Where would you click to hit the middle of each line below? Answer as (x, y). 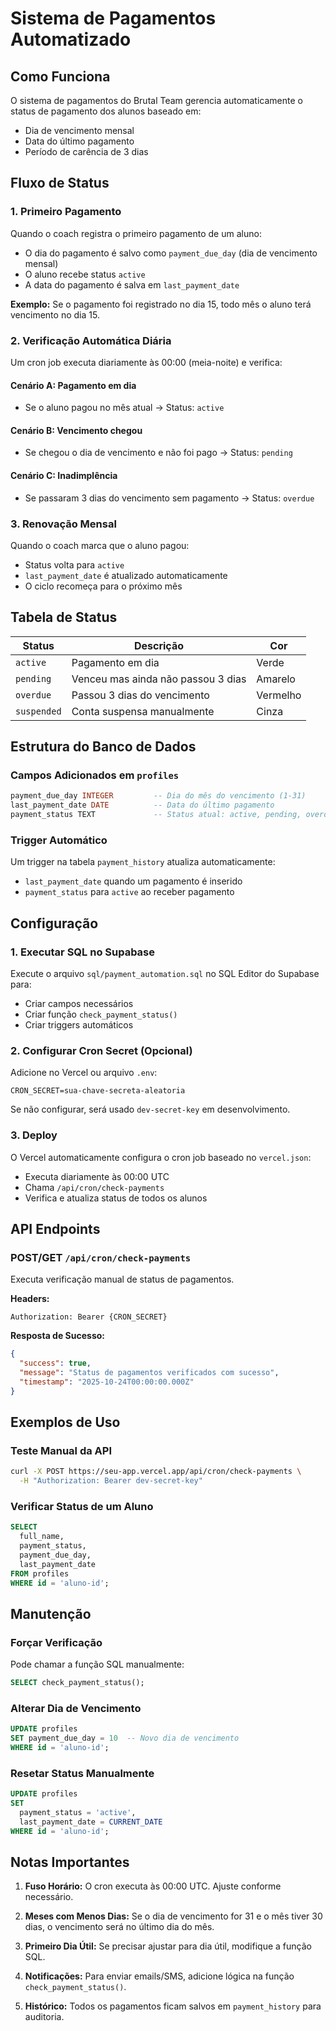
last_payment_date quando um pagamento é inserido (133, 881)
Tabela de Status (64, 617)
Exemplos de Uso (65, 1422)
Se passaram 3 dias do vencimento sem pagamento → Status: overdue (169, 498)
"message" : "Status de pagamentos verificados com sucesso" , (149, 1373)
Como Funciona (60, 76)
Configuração (54, 923)
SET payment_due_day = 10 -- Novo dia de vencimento (125, 1738)
